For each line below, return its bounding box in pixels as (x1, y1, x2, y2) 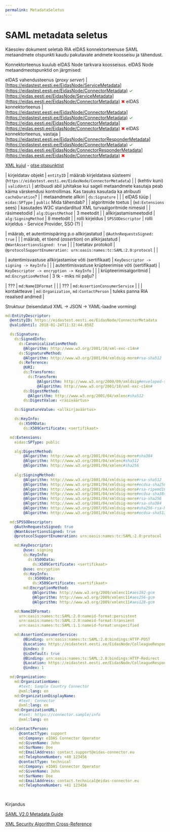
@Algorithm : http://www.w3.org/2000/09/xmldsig (37, 379, 139, 384)
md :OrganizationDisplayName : (14, 693, 76, 698)
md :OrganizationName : (14, 679, 60, 685)
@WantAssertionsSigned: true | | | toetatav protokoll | (5, 241, 115, 247)
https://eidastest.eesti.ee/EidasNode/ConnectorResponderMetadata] (7, 136, 151, 142)
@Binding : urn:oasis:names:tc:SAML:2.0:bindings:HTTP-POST (23, 637, 151, 642)
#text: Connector (18, 698, 56, 703)
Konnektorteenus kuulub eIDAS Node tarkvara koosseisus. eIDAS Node (5, 62, 154, 68)
